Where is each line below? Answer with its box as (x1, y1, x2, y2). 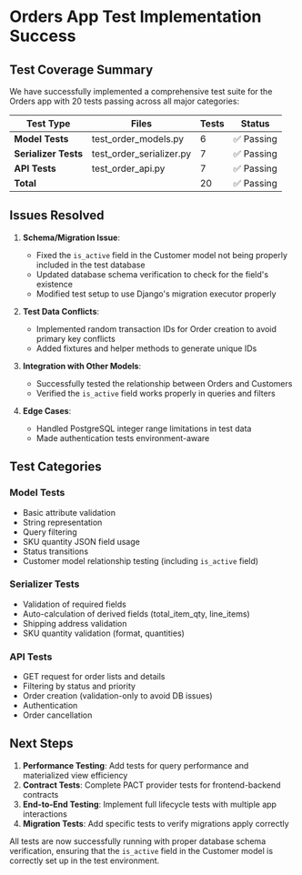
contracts (22, 789, 59, 800)
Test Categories (9, 459, 102, 475)
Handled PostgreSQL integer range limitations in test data (35, 423, 252, 434)
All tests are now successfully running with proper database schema (9, 835, 267, 847)
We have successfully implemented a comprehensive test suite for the (9, 86, 273, 96)
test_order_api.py (91, 162, 166, 175)
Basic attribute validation (22, 507, 116, 518)
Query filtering (22, 526, 77, 538)
